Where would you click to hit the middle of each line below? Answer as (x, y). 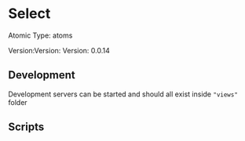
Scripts (26, 127)
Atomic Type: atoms (40, 35)
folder (18, 102)
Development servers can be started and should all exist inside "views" (123, 94)
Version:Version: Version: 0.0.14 (59, 50)
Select (29, 14)
